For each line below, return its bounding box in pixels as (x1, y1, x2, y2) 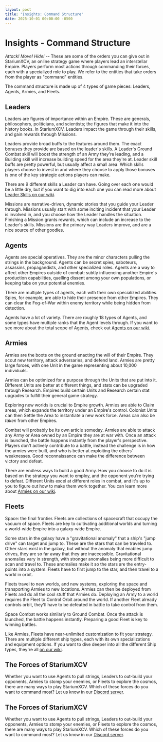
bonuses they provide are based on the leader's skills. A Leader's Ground (5, 146, 152, 152)
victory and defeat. (5, 458, 43, 464)
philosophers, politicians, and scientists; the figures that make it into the (5, 121, 149, 127)
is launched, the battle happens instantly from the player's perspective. (5, 437, 148, 443)
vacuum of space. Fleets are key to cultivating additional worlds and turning (5, 521, 157, 526)
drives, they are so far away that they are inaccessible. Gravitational (5, 551, 141, 557)
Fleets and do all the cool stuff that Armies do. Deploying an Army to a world (5, 591, 158, 597)
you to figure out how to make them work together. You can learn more (5, 483, 147, 489)
